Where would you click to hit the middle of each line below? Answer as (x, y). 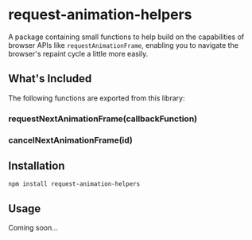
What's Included (50, 79)
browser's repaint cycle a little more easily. (78, 53)
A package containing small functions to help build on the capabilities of (126, 37)
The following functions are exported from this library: (97, 98)
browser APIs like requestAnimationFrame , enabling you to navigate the (123, 45)
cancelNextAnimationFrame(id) (71, 140)
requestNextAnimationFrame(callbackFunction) (103, 119)
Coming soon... (33, 228)
